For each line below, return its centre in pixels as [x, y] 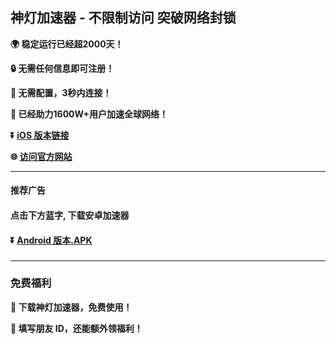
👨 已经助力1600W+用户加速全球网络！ [89, 114]
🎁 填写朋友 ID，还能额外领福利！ [76, 328]
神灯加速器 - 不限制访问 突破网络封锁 [123, 18]
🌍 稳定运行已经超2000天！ [67, 44]
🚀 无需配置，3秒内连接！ [61, 92]
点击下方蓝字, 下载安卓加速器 [70, 215]
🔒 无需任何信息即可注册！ [62, 68]
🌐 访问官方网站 [41, 156]
